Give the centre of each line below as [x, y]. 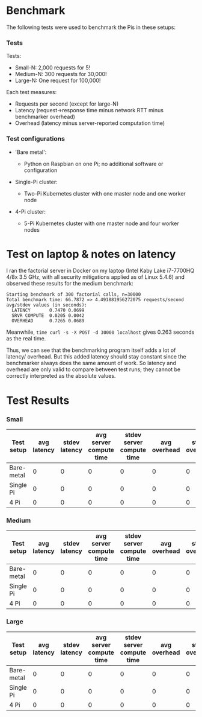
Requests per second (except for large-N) [67, 104]
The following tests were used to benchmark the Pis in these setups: [91, 27]
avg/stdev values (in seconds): [47, 305]
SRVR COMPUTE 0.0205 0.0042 [48, 316]
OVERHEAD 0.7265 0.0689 [48, 321]
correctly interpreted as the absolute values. [61, 376]
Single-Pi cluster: [36, 182]
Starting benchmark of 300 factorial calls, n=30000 [74, 295]
